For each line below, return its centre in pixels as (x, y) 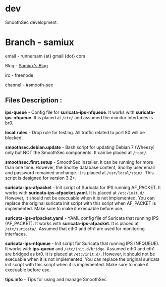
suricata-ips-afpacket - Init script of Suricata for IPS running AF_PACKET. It (83, 187)
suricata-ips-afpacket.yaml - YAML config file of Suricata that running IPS (82, 218)
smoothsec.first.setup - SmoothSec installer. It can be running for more (79, 162)
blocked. (14, 138)
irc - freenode (19, 75)
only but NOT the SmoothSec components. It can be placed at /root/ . (76, 152)
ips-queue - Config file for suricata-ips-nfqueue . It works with (70, 112)
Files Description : (34, 100)
